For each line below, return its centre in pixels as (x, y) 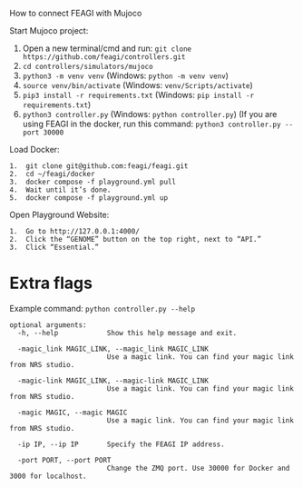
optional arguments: (49, 325)
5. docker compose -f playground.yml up (89, 198)
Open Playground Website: (59, 214)
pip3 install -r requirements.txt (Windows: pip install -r (138, 95)
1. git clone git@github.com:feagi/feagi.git (99, 166)
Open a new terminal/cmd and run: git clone (107, 48)
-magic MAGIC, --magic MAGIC (73, 413)
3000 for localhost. (49, 476)
